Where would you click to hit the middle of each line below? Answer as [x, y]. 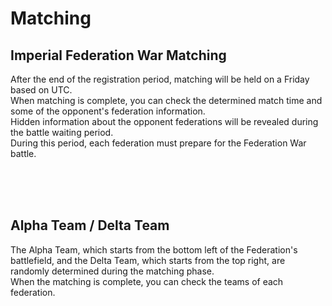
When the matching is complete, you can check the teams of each [147, 281]
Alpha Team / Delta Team [90, 225]
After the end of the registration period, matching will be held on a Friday [160, 79]
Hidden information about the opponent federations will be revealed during [164, 121]
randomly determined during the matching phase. [112, 271]
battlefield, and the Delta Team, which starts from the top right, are [148, 260]
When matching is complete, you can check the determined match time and [166, 100]
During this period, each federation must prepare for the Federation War [158, 143]
